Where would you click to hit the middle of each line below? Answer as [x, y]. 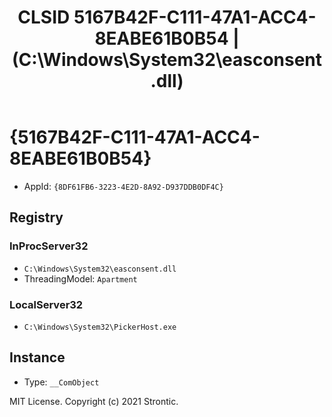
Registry [36, 217]
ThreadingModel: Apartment [80, 278]
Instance [37, 357]
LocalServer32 [46, 304]
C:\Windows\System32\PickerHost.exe [100, 327]
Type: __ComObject [61, 382]
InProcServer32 [49, 246]
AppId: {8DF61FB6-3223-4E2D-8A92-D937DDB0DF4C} [123, 186]
